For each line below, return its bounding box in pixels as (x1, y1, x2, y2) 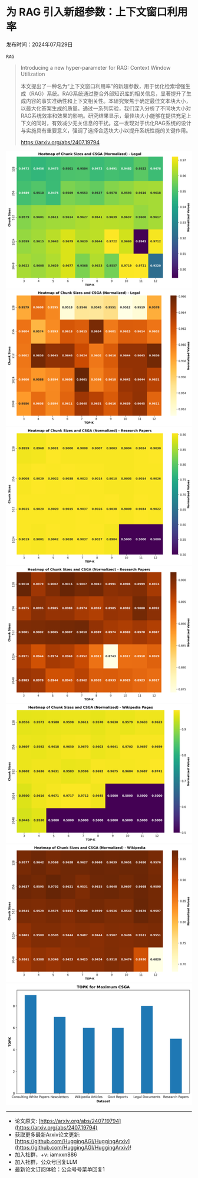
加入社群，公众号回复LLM (14, 1158, 78, 1166)
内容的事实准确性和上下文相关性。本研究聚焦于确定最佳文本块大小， (25, 97, 192, 104)
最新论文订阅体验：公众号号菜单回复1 (14, 1166, 105, 1173)
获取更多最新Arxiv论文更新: (14, 1131, 81, 1138)
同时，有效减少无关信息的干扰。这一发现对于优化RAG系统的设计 (36, 119, 192, 126)
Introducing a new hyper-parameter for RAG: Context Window (20, 64, 171, 71)
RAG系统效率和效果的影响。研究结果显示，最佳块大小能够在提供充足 (20, 112, 187, 119)
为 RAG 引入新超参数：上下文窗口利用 (6, 5, 188, 19)
